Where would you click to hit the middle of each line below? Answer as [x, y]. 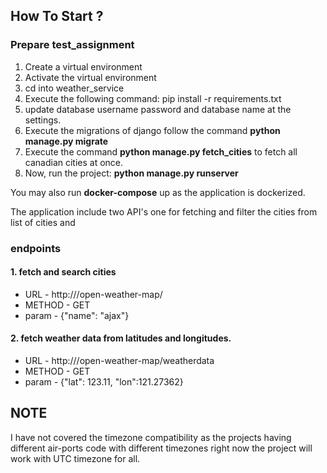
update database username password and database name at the [158, 109]
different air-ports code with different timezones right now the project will [161, 448]
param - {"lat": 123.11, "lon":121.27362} [104, 382]
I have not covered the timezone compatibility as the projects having [151, 437]
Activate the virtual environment [90, 77]
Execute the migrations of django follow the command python [152, 130]
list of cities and [43, 222]
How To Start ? [57, 16]
